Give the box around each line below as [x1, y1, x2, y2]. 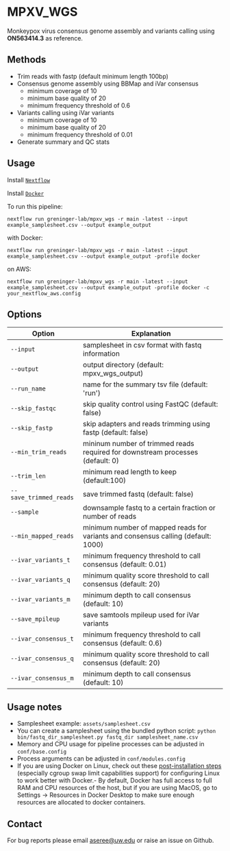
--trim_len [10, 472, 46, 480]
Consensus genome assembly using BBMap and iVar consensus [16, 79, 199, 88]
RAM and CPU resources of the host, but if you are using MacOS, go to [16, 784, 218, 792]
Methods [7, 54, 47, 66]
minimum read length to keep [83, 467, 177, 477]
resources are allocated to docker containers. [16, 798, 146, 806]
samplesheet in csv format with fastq [83, 341, 202, 350]
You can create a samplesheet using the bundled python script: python [16, 727, 216, 735]
